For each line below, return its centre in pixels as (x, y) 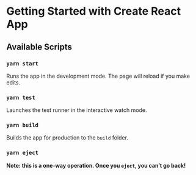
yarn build (22, 125)
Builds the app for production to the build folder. (67, 138)
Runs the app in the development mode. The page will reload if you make (98, 76)
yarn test (21, 97)
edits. (13, 82)
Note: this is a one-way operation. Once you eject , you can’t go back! (96, 165)
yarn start (22, 63)
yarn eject (22, 153)
